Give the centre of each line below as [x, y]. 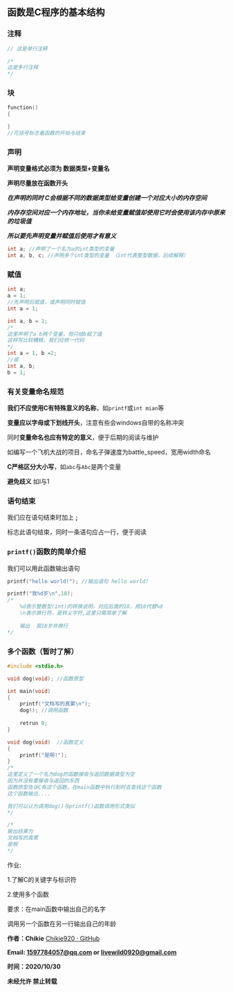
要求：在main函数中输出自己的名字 [56, 909]
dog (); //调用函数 [44, 710]
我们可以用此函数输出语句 [44, 568]
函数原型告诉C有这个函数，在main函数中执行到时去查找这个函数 [84, 787]
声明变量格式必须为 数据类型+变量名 [58, 169]
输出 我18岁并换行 [44, 626]
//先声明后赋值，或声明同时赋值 [46, 302]
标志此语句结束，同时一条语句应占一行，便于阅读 [77, 532]
